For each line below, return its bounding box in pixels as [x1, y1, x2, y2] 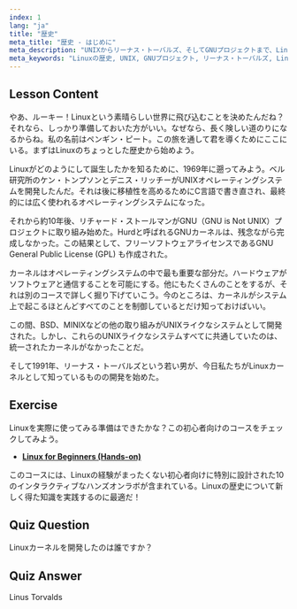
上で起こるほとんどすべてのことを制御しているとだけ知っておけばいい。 [9, 300, 271, 311]
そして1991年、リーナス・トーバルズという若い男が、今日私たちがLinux [9, 360, 270, 371]
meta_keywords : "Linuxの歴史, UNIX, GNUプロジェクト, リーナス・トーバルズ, [9, 54, 273, 63]
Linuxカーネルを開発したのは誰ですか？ [9, 542, 153, 553]
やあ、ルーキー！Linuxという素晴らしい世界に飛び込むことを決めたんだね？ [9, 112, 285, 122]
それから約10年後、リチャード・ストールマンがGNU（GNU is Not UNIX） [9, 215, 275, 226]
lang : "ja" [9, 21, 49, 30]
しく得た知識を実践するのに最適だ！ [9, 491, 141, 502]
